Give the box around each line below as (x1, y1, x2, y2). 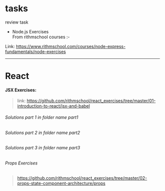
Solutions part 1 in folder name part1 (5, 114, 79, 120)
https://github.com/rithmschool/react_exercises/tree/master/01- (27, 98, 156, 104)
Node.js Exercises (12, 28, 49, 34)
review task (5, 19, 28, 25)
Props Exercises (5, 160, 38, 166)
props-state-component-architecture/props (17, 180, 106, 187)
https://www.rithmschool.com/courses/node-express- (16, 43, 126, 49)
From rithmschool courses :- (12, 34, 70, 40)
